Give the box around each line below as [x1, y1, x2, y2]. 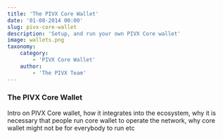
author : [20, 63, 42, 70]
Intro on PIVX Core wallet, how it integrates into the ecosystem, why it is [7, 109, 217, 117]
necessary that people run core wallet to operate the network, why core [7, 116, 216, 124]
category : [20, 50, 49, 57]
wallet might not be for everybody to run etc [7, 123, 135, 132]
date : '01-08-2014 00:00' [7, 17, 83, 24]
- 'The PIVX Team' [32, 69, 87, 76]
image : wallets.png [7, 37, 65, 44]
